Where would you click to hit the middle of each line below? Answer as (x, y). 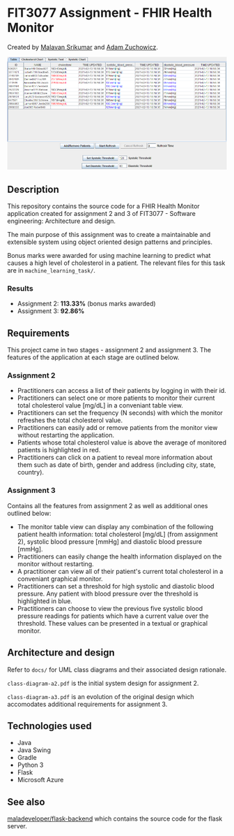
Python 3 (30, 765)
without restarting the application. (66, 435)
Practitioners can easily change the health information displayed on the (119, 556)
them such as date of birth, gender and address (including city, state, (116, 465)
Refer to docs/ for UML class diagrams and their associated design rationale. (117, 670)
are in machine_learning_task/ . (52, 271)
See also (26, 802)
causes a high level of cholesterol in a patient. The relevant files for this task (116, 263)
